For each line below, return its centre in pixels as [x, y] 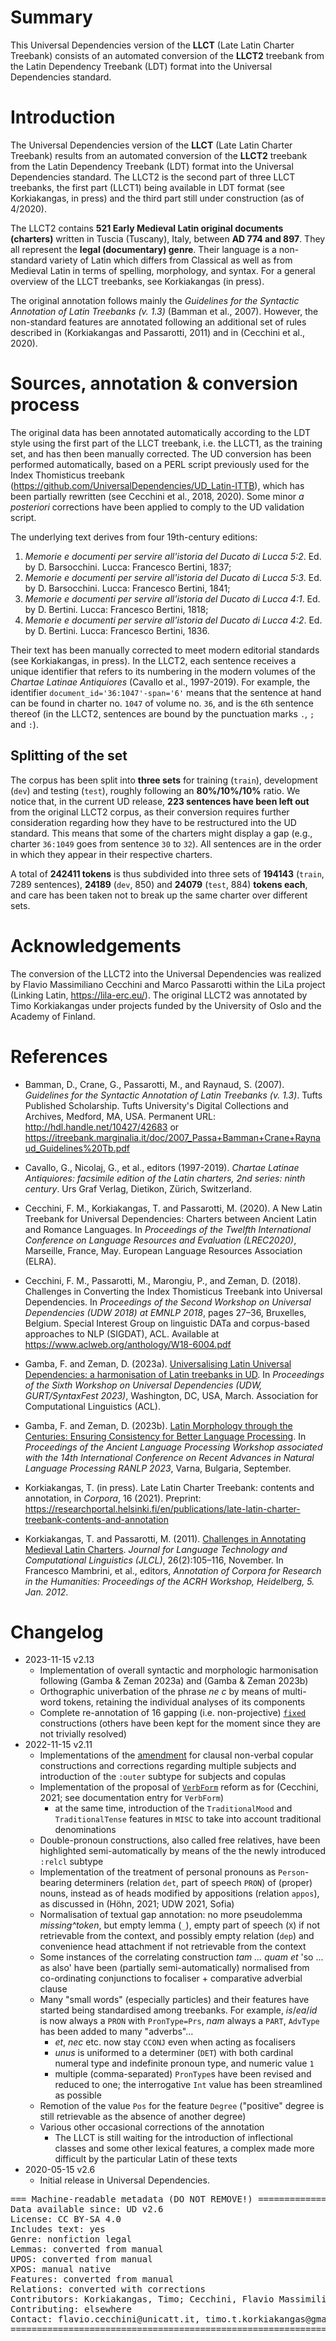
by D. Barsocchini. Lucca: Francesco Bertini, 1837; [128, 567]
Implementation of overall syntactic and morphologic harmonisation [179, 1670]
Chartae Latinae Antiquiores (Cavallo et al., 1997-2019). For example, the [160, 682]
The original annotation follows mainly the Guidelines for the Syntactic [155, 300]
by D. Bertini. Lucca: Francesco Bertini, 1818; [116, 609]
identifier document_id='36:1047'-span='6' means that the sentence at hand [166, 692]
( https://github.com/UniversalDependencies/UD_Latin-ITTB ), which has [157, 485]
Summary [51, 17]
